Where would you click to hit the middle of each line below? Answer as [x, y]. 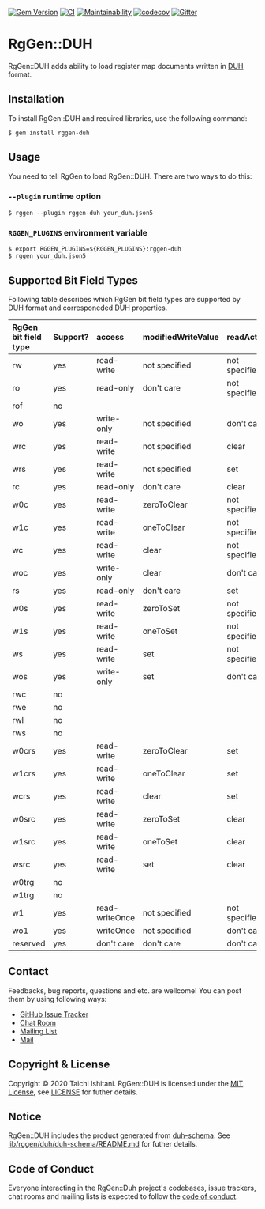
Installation [36, 99]
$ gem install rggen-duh [49, 133]
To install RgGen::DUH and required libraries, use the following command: [128, 118]
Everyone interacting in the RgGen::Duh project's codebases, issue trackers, [132, 1188]
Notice [25, 1116]
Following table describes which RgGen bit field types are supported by [124, 299]
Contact [28, 971]
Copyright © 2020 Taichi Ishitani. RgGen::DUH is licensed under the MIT [126, 1083]
